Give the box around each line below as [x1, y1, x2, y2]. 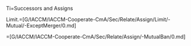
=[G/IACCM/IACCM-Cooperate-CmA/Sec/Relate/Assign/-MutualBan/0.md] [6, 33, 186, 40]
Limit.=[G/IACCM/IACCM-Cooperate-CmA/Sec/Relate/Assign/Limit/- [6, 16, 171, 22]
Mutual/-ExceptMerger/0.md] [6, 22, 77, 29]
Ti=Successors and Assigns [6, 5, 73, 11]
